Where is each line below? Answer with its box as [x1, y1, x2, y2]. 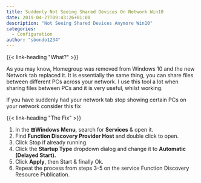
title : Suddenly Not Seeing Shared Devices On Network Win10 [6, 8, 164, 15]
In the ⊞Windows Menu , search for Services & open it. [15, 126, 154, 133]
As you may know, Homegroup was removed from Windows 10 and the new [6, 65, 195, 72]
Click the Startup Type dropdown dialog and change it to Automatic [15, 146, 186, 152]
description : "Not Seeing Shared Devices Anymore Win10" [6, 20, 153, 26]
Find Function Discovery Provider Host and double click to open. [15, 132, 179, 140]
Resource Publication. [15, 171, 70, 178]
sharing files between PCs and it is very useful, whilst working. [6, 85, 163, 91]
